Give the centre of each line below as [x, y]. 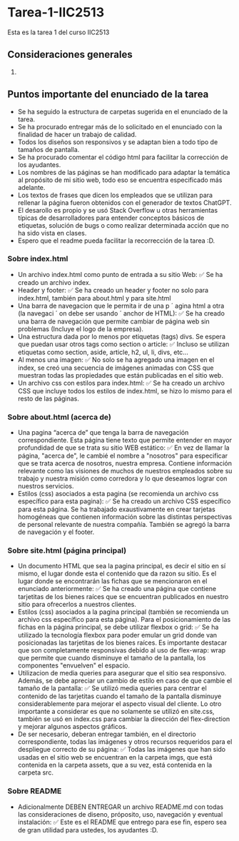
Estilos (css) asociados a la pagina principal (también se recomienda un [123, 612]
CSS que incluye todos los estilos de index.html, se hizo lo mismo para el [125, 391]
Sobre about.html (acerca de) [60, 417]
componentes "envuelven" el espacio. [74, 665]
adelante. [31, 187]
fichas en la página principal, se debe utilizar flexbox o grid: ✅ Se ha [118, 627]
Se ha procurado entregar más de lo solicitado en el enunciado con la [120, 126]
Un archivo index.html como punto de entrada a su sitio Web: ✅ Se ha [120, 274]
